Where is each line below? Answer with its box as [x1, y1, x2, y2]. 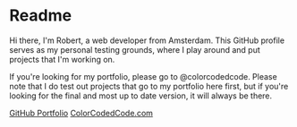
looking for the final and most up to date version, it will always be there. [9, 90, 273, 101]
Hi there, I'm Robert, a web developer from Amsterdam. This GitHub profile [9, 35, 284, 46]
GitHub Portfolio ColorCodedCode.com [9, 107, 154, 118]
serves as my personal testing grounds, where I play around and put [9, 44, 261, 55]
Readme [9, 5, 72, 26]
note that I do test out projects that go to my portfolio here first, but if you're [9, 80, 289, 91]
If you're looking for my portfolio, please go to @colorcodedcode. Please [9, 71, 277, 81]
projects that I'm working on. [9, 54, 115, 64]
